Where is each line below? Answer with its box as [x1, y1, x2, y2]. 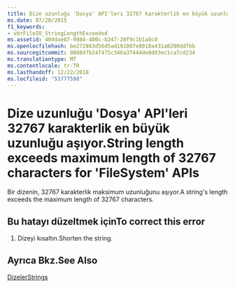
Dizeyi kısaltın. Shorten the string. [17, 234, 113, 243]
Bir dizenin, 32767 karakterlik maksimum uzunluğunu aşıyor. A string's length [7, 188, 228, 196]
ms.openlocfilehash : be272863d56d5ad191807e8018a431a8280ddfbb [7, 43, 196, 50]
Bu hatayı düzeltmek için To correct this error [7, 215, 206, 227]
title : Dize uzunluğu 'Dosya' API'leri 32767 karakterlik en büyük [7, 10, 208, 17]
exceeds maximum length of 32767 [7, 150, 217, 166]
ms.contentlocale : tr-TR [7, 62, 80, 69]
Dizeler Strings [7, 273, 48, 281]
